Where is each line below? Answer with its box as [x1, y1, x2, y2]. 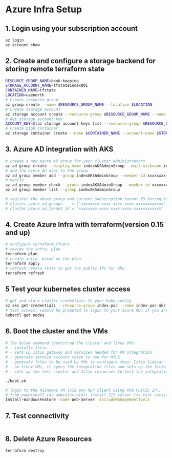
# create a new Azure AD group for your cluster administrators [5, 158, 145, 164]
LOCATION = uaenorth [5, 92, 45, 98]
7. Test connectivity [5, 411, 69, 420]
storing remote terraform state [5, 65, 105, 73]
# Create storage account [5, 107, 60, 112]
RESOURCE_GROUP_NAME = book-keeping [5, 78, 79, 83]
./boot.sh [5, 378, 27, 384]
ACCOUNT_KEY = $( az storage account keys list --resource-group [5, 121, 141, 126]
